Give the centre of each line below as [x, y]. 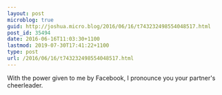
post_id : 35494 [29, 33]
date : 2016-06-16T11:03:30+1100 [53, 39]
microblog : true [30, 20]
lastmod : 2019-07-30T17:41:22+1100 [58, 45]
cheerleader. [25, 85]
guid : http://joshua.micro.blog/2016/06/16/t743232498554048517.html [109, 26]
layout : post [26, 13]
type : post [23, 52]
